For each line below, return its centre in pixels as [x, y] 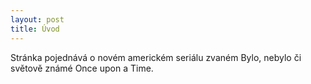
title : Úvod [35, 29]
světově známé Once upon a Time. [82, 68]
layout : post [37, 19]
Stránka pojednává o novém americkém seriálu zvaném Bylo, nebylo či [156, 57]
